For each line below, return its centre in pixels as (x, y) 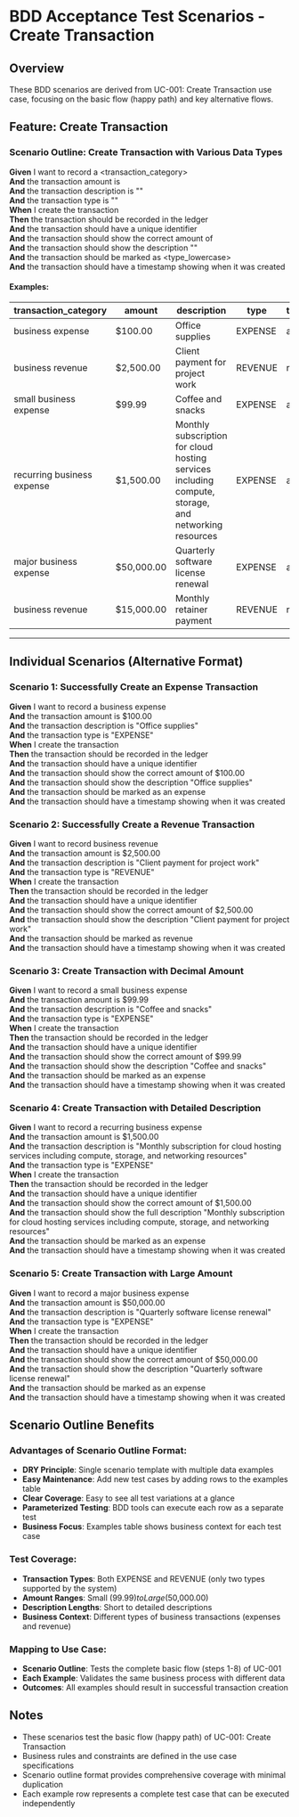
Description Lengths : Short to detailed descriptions (117, 1607)
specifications (48, 1765)
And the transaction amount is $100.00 (81, 716)
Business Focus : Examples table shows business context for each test (152, 1526)
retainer (191, 610)
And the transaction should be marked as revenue (101, 938)
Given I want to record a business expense (88, 707)
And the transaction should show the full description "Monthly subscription (147, 1213)
